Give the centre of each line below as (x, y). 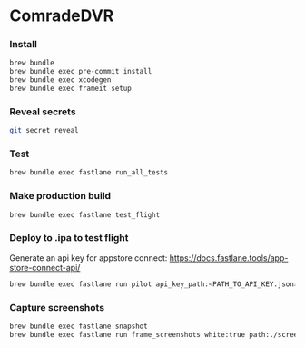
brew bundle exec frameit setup (70, 89)
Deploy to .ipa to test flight (69, 238)
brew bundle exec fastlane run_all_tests (89, 173)
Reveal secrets (43, 112)
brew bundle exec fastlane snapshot (79, 326)
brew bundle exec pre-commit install (81, 72)
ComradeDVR (62, 16)
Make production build (60, 196)
